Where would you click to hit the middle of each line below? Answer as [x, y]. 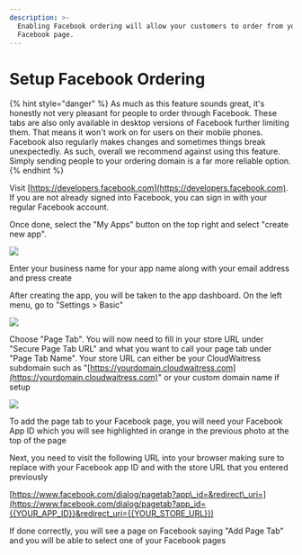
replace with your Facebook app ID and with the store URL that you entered [149, 468]
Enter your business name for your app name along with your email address [150, 269]
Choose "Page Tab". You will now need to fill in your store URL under [137, 339]
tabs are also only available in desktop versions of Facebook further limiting [149, 123]
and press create [40, 278]
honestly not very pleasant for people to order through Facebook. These [143, 113]
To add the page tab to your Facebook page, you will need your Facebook [146, 421]
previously [29, 477]
